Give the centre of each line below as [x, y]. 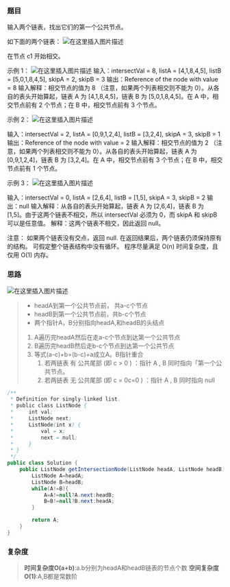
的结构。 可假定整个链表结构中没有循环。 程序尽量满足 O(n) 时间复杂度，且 [113, 247]
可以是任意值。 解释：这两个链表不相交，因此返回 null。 [86, 224]
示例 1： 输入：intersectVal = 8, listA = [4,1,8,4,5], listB [114, 71]
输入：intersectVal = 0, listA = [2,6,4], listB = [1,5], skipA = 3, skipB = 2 [106, 197]
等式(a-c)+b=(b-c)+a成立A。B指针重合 [89, 354]
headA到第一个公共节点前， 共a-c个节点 [91, 305]
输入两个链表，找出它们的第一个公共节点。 [67, 27]
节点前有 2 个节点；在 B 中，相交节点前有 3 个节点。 [87, 105]
